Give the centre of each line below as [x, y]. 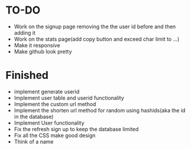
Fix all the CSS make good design [55, 135]
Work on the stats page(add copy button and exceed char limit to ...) [97, 39]
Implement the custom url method [55, 104]
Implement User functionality [49, 123]
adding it [25, 32]
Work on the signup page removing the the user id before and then [95, 26]
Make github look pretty [43, 51]
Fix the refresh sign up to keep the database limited [76, 129]
